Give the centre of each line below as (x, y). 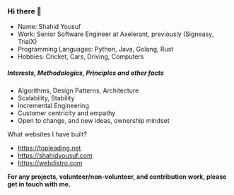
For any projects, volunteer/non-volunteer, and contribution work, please (117, 177)
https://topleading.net (49, 148)
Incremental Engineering (53, 106)
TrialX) (27, 42)
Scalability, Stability (46, 98)
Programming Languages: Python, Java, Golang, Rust (95, 49)
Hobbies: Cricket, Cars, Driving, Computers (81, 57)
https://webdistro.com (50, 163)
